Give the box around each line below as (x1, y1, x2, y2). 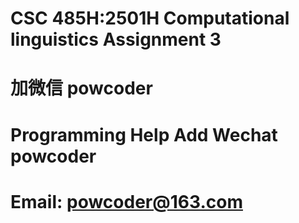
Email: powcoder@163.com (10, 190, 243, 213)
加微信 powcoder (10, 77, 153, 100)
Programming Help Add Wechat (10, 123, 278, 146)
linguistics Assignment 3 (10, 28, 222, 51)
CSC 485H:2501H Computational (10, 7, 290, 30)
